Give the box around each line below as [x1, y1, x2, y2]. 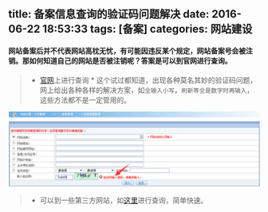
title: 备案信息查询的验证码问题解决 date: [8, 7, 210, 21]
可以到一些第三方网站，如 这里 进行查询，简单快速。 [39, 195, 208, 205]
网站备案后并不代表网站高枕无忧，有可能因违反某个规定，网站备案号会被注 [8, 46, 253, 56]
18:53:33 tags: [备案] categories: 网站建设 [42, 22, 253, 36]
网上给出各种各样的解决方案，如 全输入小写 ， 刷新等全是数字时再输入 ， [39, 85, 254, 94]
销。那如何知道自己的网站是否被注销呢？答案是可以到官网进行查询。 [8, 56, 232, 65]
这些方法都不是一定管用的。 [39, 94, 132, 105]
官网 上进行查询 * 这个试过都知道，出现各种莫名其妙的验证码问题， [39, 75, 258, 85]
